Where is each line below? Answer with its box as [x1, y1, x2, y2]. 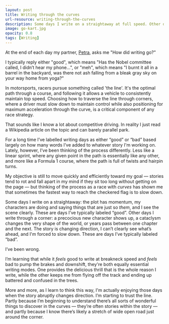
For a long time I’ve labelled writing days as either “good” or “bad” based [5, 137, 156, 143]
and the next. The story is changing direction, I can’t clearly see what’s [5, 225, 152, 232]
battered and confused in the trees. [5, 277, 79, 283]
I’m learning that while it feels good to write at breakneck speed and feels [5, 255, 157, 262]
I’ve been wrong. [5, 246, 40, 252]
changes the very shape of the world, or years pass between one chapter [5, 220, 158, 226]
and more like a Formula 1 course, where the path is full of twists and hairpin [5, 158, 163, 164]
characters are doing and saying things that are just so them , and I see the [5, 204, 159, 210]
